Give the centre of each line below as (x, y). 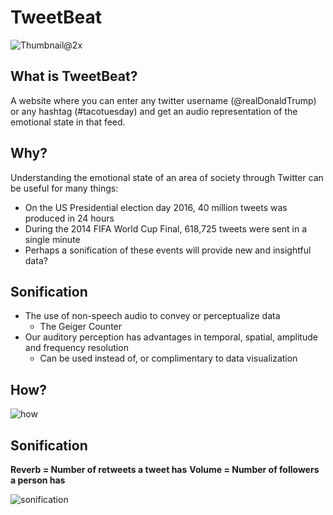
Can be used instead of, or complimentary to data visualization (168, 358)
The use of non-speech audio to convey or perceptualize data (152, 316)
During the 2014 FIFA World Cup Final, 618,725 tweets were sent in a (166, 228)
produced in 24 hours (69, 218)
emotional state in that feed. (68, 122)
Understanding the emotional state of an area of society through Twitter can (167, 177)
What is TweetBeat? (74, 76)
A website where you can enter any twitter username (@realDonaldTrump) (163, 100)
